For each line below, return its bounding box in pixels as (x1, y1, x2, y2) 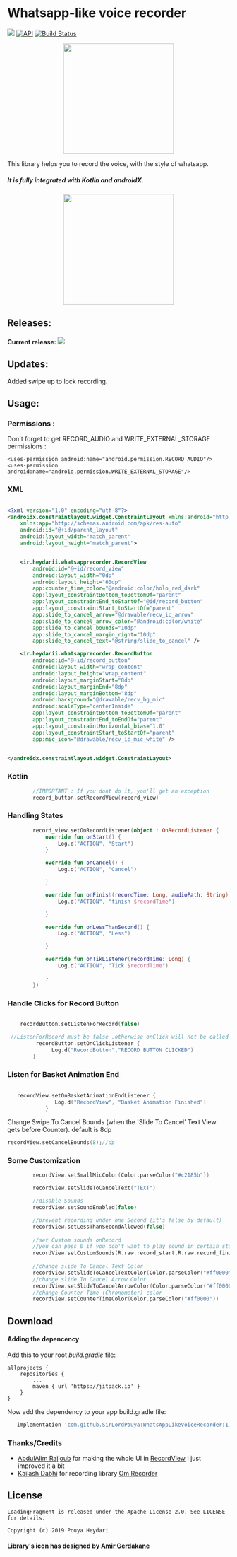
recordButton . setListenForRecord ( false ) (20, 1020, 140, 1027)
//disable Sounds (32, 1197, 83, 1205)
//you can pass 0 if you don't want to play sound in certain (32, 1243, 219, 1250)
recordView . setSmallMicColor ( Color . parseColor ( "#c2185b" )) (32, 1172, 210, 1179)
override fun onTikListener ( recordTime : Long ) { (44, 956, 191, 963)
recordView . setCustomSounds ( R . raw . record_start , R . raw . (32, 1249, 197, 1256)
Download (7, 1315, 53, 1327)
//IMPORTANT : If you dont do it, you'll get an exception (32, 787, 210, 795)
